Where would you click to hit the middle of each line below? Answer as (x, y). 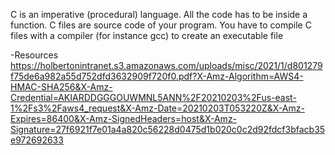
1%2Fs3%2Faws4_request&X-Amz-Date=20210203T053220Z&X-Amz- (157, 108)
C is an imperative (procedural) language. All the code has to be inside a (159, 14)
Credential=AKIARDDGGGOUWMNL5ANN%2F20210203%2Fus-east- (153, 97)
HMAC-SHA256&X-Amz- (61, 87)
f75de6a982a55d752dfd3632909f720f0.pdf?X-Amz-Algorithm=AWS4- (157, 76)
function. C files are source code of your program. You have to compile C (161, 25)
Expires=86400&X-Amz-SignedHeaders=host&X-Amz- (124, 118)
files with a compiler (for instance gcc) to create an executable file (147, 35)
